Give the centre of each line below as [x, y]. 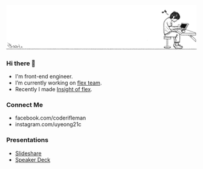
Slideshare [28, 153]
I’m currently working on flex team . [58, 83]
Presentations [27, 140]
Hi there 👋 [21, 63]
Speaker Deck [33, 159]
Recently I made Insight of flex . [53, 89]
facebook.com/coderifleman [50, 118]
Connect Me [25, 104]
